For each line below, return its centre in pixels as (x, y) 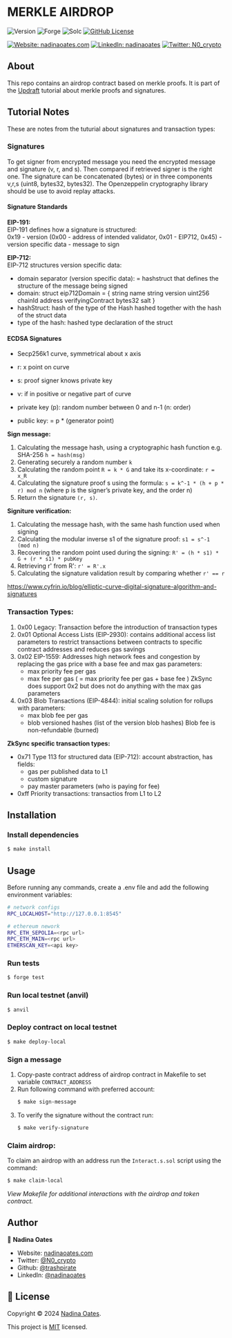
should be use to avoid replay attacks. (61, 191)
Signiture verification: (39, 511)
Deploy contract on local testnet (62, 1028)
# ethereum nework (33, 926)
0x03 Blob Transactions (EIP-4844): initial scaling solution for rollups (115, 700)
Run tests (23, 963)
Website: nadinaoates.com (55, 1253)
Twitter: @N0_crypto (46, 1260)
